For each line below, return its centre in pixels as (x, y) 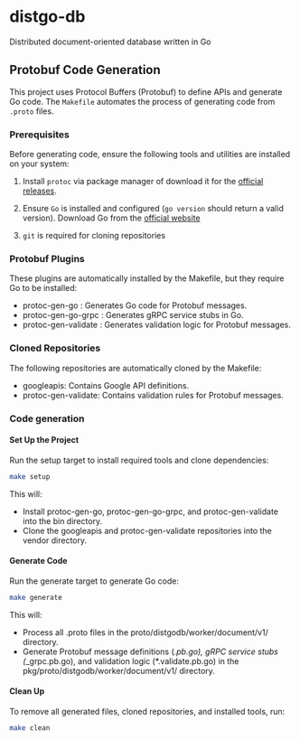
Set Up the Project (44, 440)
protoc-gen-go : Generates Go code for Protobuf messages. (135, 305)
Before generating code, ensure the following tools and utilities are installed (150, 155)
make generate (36, 597)
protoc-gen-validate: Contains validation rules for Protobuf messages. (153, 395)
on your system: (39, 164)
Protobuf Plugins (47, 258)
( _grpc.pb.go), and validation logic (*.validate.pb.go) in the (131, 660)
